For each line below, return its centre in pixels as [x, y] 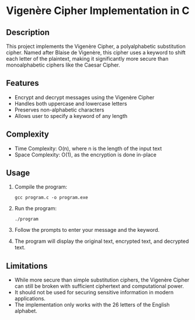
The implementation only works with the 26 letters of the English [92, 305]
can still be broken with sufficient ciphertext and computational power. [99, 286]
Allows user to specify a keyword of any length [71, 116]
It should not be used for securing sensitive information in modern [94, 293]
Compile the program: [41, 187]
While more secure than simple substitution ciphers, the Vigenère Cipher [102, 280]
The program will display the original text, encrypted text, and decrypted [102, 241]
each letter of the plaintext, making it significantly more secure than [87, 59]
